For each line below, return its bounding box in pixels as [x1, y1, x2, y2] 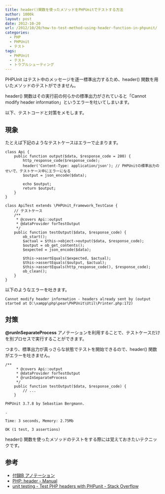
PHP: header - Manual [12, 478, 58, 484]
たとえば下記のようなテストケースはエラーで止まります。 [5, 139, 121, 146]
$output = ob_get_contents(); [23, 243, 85, 248]
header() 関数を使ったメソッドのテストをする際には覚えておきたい [5, 436, 140, 442]
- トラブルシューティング [9, 62, 54, 67]
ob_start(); [23, 234, 48, 239]
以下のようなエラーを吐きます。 [5, 287, 70, 293]
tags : [5, 48, 16, 53]
